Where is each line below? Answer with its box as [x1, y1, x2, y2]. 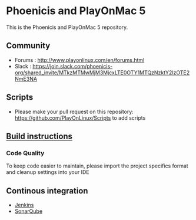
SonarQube [14, 208, 43, 215]
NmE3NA [14, 75, 37, 82]
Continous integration [6, 186, 88, 196]
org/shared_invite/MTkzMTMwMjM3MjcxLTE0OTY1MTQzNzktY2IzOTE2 [14, 69, 190, 76]
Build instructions [6, 131, 72, 141]
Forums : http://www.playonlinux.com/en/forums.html [14, 56, 145, 63]
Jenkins [14, 202, 34, 209]
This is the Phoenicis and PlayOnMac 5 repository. [6, 24, 128, 31]
